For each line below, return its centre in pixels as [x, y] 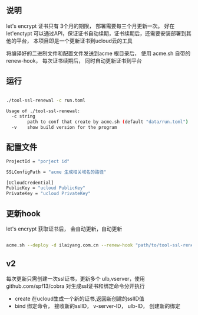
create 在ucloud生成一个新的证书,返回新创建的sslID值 [79, 298]
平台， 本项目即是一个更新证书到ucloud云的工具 [74, 41]
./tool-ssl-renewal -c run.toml [46, 100]
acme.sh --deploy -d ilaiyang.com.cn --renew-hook [70, 245]
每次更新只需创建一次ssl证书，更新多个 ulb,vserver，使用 [76, 278]
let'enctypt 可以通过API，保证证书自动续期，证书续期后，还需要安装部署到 [96, 33]
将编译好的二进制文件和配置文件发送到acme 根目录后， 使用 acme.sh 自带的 [98, 53]
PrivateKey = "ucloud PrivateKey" [49, 194]
